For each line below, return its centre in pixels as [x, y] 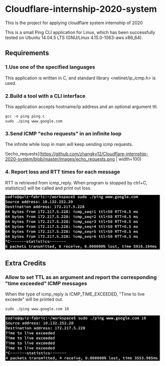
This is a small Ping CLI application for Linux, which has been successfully [80, 32]
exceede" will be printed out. [34, 299]
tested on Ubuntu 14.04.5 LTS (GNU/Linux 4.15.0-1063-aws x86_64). [74, 37]
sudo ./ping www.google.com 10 [37, 309]
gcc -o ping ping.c [25, 116]
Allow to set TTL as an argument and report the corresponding [81, 277]
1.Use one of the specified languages [50, 67]
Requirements [27, 53]
